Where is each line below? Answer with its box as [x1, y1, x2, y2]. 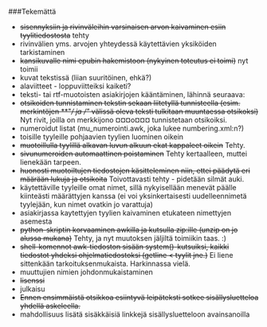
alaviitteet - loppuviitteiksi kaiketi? [19, 81, 132, 91]
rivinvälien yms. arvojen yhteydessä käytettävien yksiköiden [19, 39, 217, 49]
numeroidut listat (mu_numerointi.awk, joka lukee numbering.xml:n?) [19, 123, 245, 133]
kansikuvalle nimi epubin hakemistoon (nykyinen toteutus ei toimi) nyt [19, 56, 249, 65]
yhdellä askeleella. [19, 302, 81, 310]
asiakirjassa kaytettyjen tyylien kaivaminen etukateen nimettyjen [19, 208, 232, 217]
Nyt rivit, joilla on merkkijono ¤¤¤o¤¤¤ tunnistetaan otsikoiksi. [19, 115, 227, 124]
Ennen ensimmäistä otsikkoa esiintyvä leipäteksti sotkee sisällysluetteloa [19, 293, 259, 302]
